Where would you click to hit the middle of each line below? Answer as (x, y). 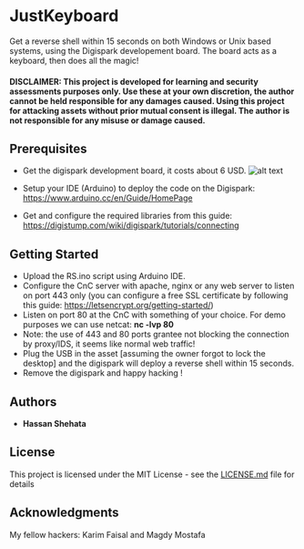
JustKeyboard (64, 16)
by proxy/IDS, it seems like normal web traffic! (109, 344)
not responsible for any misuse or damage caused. (108, 120)
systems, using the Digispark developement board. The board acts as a (143, 50)
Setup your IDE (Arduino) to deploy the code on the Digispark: (139, 189)
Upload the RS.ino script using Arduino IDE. (104, 276)
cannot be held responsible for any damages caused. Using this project (147, 100)
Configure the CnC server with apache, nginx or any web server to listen (158, 286)
